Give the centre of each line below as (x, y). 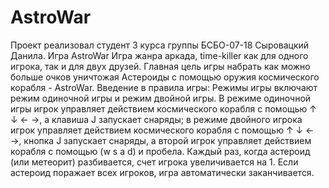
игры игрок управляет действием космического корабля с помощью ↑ (163, 108)
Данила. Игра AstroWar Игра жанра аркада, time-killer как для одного (159, 55)
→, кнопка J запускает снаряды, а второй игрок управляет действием (161, 140)
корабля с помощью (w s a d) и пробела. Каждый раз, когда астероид (160, 151)
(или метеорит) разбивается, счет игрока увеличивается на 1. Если (154, 162)
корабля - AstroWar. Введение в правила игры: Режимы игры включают (164, 87)
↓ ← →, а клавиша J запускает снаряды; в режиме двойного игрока (156, 119)
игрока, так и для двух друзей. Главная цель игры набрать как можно (160, 66)
